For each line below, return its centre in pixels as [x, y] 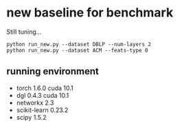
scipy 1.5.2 [31, 117]
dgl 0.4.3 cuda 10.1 [43, 95]
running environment [53, 71]
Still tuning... [24, 32]
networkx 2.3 [35, 103]
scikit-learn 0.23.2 [42, 110]
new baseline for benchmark [90, 13]
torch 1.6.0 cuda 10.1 [45, 88]
